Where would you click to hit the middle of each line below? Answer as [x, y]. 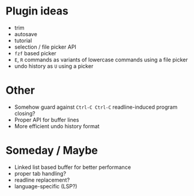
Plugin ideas [37, 11]
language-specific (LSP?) [46, 186]
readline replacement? [42, 180]
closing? [25, 113]
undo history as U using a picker [54, 66]
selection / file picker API [45, 47]
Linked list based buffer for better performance [73, 167]
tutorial [23, 40]
